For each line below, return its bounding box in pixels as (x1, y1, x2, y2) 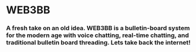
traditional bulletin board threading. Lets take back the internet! (6, 39, 191, 47)
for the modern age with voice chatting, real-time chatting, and (6, 31, 190, 39)
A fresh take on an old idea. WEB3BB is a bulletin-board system (6, 24, 190, 32)
